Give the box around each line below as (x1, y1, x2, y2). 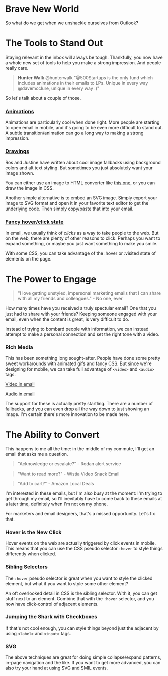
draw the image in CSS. (5, 185, 54, 191)
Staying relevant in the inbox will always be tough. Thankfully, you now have (5, 54, 163, 60)
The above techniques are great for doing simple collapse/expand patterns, (5, 654, 162, 660)
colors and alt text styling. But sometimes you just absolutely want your (5, 165, 153, 171)
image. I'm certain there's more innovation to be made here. (5, 411, 129, 417)
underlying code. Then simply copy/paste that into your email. (5, 205, 134, 212)
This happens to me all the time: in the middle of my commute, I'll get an (5, 445, 155, 452)
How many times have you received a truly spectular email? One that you (5, 305, 156, 311)
